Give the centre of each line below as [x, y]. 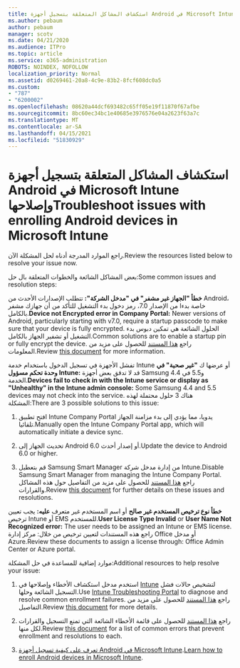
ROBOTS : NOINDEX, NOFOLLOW [48, 67]
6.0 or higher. [38, 453]
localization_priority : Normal [54, 73]
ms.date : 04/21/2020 [39, 41]
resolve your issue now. [43, 263]
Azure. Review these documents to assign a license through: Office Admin [116, 542]
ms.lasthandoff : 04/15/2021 [50, 133]
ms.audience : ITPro [37, 47]
